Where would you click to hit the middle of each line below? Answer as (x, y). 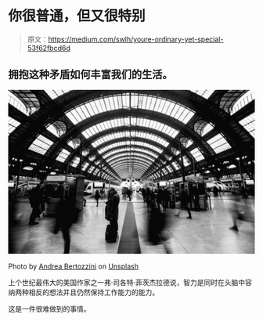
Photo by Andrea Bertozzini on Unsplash (74, 266)
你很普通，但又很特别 (77, 16)
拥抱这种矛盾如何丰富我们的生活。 (90, 75)
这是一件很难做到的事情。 (49, 309)
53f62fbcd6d (49, 48)
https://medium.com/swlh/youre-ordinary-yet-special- (136, 39)
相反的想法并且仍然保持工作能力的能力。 (94, 292)
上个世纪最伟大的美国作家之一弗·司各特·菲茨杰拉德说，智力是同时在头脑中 (127, 283)
